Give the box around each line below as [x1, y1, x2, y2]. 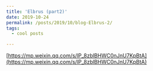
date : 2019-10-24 [6, 14, 49, 20]
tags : [6, 25, 20, 31]
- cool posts [11, 31, 44, 37]
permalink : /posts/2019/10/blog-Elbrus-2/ [6, 20, 113, 25]
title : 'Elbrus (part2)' [6, 8, 68, 15]
